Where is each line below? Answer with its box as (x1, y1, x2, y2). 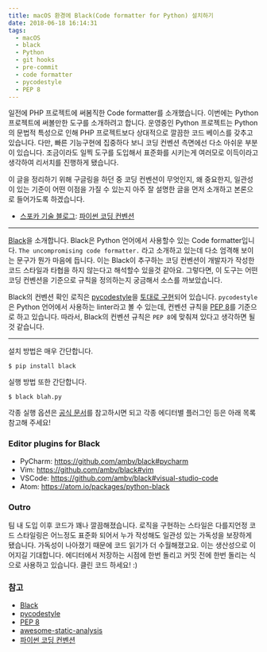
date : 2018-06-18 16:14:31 (8, 19, 98, 27)
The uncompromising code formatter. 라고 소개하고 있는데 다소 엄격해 (18, 245, 240, 255)
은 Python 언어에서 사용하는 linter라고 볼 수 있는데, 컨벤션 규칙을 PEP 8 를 (8, 303, 237, 312)
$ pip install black (8, 362, 77, 370)
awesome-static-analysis (19, 626, 103, 635)
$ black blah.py (8, 393, 62, 401)
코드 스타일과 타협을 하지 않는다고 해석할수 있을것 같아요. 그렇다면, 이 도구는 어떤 (8, 265, 258, 275)
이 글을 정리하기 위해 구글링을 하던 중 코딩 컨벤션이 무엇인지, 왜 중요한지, (8, 175, 233, 184)
